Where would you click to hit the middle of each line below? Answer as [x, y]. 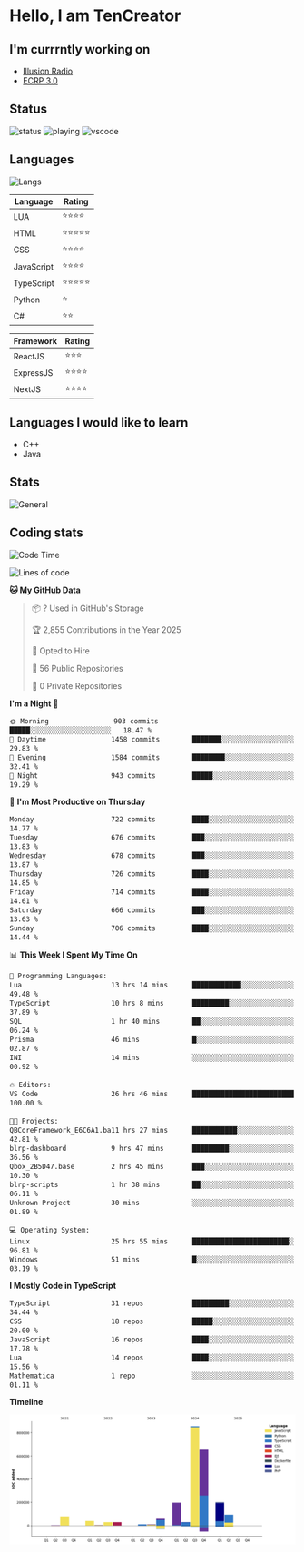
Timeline [26, 1401]
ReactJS [29, 356]
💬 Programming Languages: [58, 976]
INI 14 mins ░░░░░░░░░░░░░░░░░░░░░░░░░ [152, 1057]
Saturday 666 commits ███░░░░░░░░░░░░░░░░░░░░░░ [152, 910]
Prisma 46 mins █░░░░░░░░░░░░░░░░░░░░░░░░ [152, 1039]
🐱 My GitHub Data [45, 590]
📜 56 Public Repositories [78, 668]
